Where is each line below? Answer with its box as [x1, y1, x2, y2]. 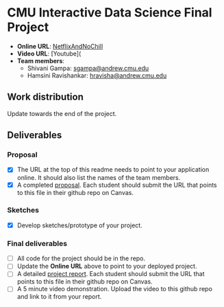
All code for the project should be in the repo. [16, 254, 146, 262]
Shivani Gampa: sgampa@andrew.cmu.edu [27, 64, 149, 72]
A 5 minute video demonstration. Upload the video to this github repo [16, 285, 212, 293]
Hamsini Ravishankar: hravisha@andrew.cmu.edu [27, 71, 167, 80]
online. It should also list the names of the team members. [16, 173, 181, 181]
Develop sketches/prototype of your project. [16, 221, 142, 229]
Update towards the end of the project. [7, 109, 117, 117]
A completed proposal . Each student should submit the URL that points [16, 181, 217, 189]
